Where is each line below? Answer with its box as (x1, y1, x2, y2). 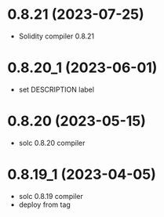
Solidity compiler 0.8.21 (18, 31, 95, 41)
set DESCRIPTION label (18, 85, 95, 94)
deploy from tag (18, 200, 71, 209)
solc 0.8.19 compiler (18, 191, 84, 201)
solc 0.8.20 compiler (18, 138, 86, 147)
